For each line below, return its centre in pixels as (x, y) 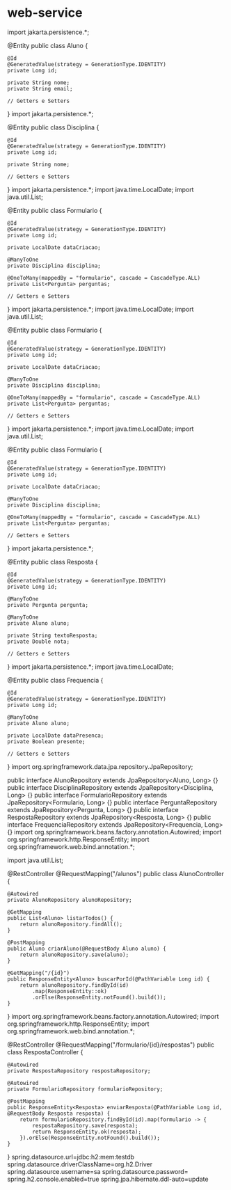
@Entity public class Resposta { (53, 562)
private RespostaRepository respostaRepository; (79, 1071)
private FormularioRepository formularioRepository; (85, 1089)
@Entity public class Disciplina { (53, 127)
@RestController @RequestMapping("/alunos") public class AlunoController (115, 873)
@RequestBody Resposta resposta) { (59, 1113)
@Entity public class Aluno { (48, 45)
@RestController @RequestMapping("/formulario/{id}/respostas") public (111, 1045)
